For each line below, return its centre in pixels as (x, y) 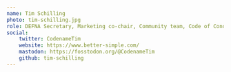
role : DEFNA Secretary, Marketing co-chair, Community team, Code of (109, 26)
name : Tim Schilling (36, 13)
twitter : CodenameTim (50, 39)
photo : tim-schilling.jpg (43, 20)
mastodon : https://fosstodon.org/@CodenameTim (87, 52)
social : (18, 33)
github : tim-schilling (51, 58)
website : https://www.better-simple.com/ (79, 45)
